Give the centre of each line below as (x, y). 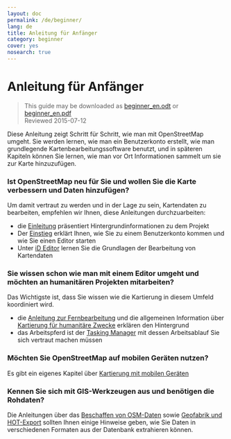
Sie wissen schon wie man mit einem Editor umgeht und (103, 273)
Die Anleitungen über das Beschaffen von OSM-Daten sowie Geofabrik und (115, 415)
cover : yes (23, 46)
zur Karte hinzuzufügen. (42, 163)
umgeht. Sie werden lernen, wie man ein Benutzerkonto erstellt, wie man (111, 141)
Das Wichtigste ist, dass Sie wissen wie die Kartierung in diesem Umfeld (110, 297)
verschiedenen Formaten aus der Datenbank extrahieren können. (100, 430)
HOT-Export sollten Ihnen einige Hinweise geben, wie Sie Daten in (102, 422)
